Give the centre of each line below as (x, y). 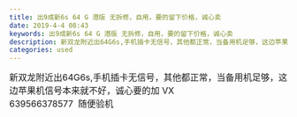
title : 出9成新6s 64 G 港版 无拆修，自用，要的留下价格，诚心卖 (115, 17)
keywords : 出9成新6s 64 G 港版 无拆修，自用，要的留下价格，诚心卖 (121, 33)
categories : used (41, 50)
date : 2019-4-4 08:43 (49, 26)
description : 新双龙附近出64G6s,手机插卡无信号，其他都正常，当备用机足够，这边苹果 (149, 42)
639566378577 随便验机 (61, 104)
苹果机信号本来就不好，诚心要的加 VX (96, 91)
